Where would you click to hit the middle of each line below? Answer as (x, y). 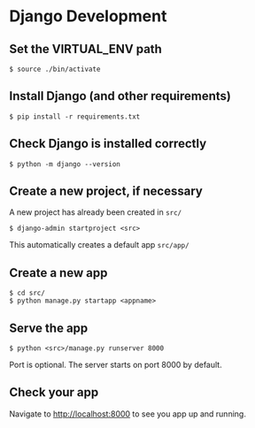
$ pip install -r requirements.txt (75, 117)
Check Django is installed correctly (108, 144)
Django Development (88, 16)
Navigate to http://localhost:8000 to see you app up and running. (127, 414)
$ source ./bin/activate (55, 69)
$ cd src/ (27, 294)
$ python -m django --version (65, 164)
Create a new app (58, 273)
